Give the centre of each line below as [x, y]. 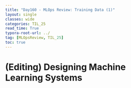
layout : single [21, 14]
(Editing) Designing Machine [65, 67]
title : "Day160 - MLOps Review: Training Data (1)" [60, 10]
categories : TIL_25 [25, 24]
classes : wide [20, 19]
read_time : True [22, 28]
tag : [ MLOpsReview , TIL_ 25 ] [34, 38]
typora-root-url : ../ [28, 33]
